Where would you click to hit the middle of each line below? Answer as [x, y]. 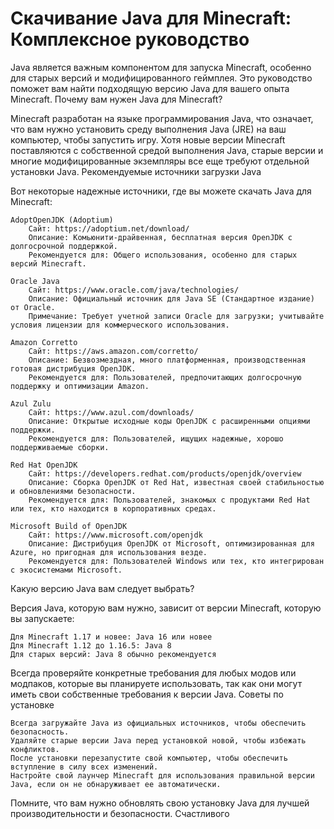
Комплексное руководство [130, 39]
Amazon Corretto [44, 342]
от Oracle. [33, 307]
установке [32, 704]
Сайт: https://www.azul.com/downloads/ [111, 412]
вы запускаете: [42, 618]
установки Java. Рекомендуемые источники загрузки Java [136, 171]
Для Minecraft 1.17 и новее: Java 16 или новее [111, 637]
